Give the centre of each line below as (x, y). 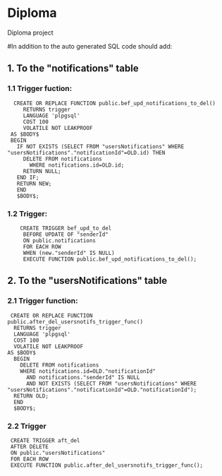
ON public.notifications (60, 240)
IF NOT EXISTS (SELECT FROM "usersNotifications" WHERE (100, 146)
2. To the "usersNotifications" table (87, 281)
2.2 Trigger (27, 426)
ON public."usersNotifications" (58, 453)
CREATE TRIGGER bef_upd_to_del (66, 228)
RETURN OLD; (31, 396)
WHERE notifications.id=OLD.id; (77, 165)
